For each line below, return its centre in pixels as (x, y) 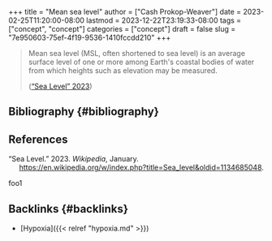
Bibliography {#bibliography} (84, 112)
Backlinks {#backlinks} (68, 209)
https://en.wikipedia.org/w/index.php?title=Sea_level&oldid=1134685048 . (141, 168)
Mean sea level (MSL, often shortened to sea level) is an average (137, 53)
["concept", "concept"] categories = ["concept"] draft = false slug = (122, 29)
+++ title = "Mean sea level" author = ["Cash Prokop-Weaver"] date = (125, 12)
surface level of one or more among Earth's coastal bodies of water (141, 62)
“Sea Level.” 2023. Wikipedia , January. (74, 159)
